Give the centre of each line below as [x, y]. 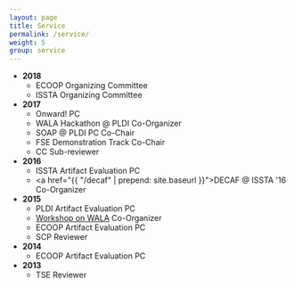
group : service [37, 51]
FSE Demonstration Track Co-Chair [100, 143]
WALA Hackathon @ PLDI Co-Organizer [109, 123]
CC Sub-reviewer [67, 152]
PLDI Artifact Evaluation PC [86, 209]
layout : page [33, 17]
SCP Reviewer [61, 237]
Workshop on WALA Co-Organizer [98, 218]
